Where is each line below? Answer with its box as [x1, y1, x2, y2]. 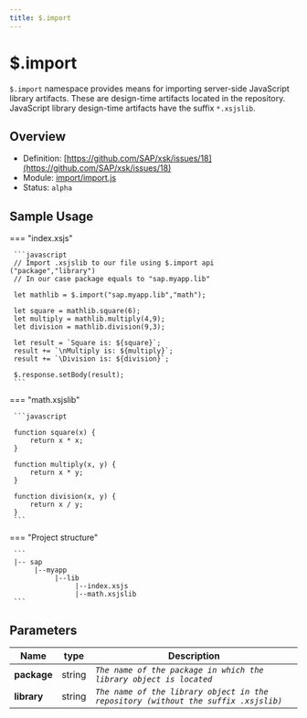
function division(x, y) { [13, 492, 117, 502]
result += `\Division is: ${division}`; [13, 354, 170, 364]
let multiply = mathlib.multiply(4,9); [13, 314, 166, 324]
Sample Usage [9, 208, 94, 224]
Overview [9, 129, 67, 144]
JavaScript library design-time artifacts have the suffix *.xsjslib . [9, 102, 256, 113]
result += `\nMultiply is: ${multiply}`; [13, 346, 174, 356]
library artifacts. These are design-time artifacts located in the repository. [9, 92, 286, 103]
